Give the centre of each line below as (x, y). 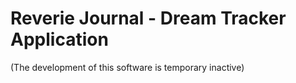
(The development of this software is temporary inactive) (127, 67)
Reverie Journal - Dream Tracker (148, 18)
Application (59, 39)
